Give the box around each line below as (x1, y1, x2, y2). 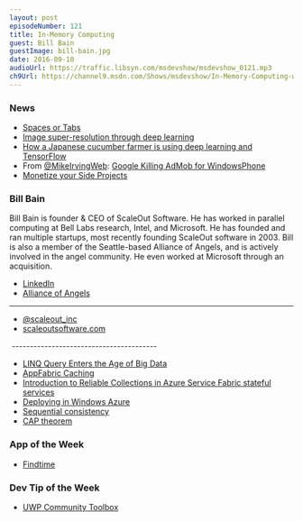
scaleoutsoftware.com (22, 324, 106, 334)
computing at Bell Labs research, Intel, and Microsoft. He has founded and (9, 223, 286, 233)
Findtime (22, 459, 56, 470)
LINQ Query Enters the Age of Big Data (22, 358, 168, 370)
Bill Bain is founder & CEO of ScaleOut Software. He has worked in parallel (9, 213, 286, 224)
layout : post (9, 13, 59, 23)
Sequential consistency (22, 407, 110, 417)
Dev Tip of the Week (9, 481, 100, 494)
